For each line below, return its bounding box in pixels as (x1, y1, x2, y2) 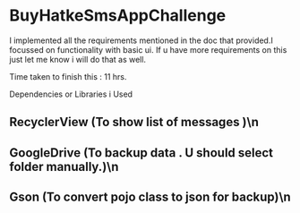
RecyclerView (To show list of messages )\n (9, 115, 260, 130)
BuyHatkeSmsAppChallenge (9, 5, 227, 26)
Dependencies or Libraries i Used (9, 89, 133, 99)
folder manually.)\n (9, 158, 119, 175)
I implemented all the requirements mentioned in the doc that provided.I (9, 35, 273, 46)
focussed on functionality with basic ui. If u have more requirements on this (9, 44, 287, 55)
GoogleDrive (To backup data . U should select (9, 145, 274, 160)
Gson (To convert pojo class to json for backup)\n (9, 190, 291, 205)
